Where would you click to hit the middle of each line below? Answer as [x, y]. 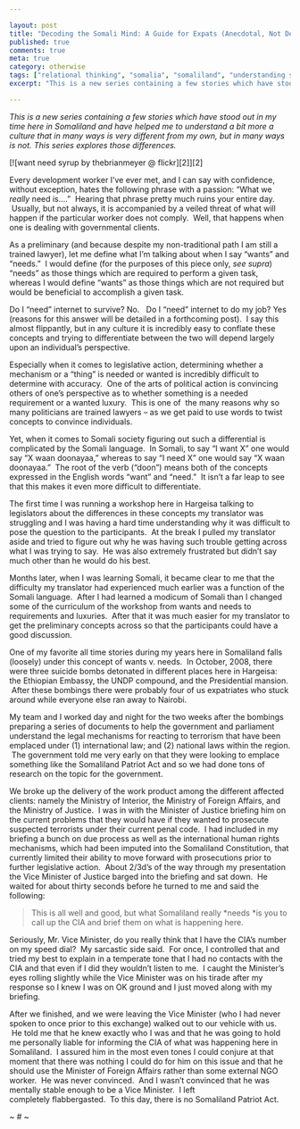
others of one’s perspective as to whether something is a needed [129, 393]
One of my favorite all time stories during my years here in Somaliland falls [146, 652]
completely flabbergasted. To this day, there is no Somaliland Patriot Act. [144, 1099]
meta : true [29, 59]
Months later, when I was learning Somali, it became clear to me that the [142, 578]
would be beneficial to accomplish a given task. [97, 292]
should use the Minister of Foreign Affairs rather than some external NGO [144, 1070]
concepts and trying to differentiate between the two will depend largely [142, 338]
